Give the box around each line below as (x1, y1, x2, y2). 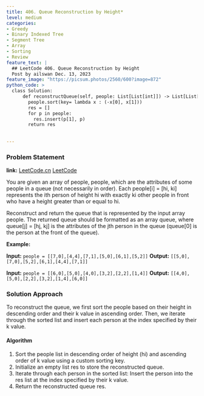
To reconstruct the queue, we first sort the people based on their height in (6, 304, 192, 311)
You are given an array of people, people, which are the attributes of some (6, 178, 192, 186)
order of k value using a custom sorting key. (15, 357, 126, 364)
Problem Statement (6, 153, 65, 161)
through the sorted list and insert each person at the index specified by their (6, 317, 197, 324)
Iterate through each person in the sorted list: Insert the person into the (15, 369, 193, 377)
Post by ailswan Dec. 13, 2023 (12, 71, 91, 77)
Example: (6, 241, 31, 248)
